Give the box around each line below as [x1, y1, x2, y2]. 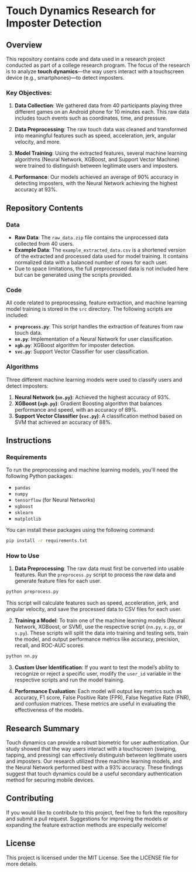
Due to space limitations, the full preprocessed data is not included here [14, 265, 188, 272]
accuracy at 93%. [14, 186, 58, 193]
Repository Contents [6, 203, 84, 213]
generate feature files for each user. [14, 578, 102, 585]
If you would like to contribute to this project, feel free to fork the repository [6, 809, 188, 816]
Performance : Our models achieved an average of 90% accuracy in [14, 174, 179, 181]
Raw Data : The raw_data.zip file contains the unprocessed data [14, 233, 169, 241]
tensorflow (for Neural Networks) [14, 497, 95, 504]
